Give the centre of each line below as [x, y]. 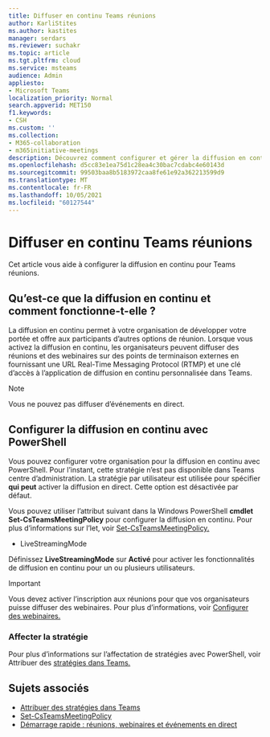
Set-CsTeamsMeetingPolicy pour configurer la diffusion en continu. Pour [131, 520]
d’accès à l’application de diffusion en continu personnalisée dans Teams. [131, 373]
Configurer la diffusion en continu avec [108, 430]
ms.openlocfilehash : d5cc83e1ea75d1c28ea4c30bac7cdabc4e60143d [117, 166]
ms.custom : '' [32, 128]
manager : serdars [37, 38]
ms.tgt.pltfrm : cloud [45, 61]
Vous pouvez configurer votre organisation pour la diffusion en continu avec [134, 461]
